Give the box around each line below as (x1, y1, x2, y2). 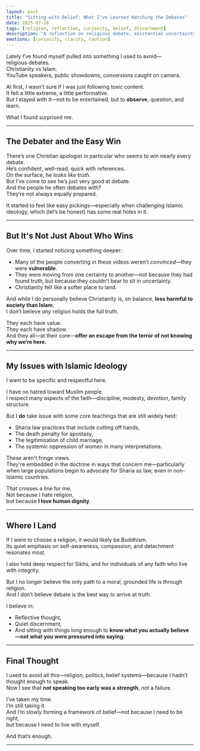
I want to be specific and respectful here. (6, 377, 107, 384)
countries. (24, 474, 49, 481)
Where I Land (6, 520, 57, 530)
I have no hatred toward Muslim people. (6, 388, 104, 396)
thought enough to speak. (6, 678, 70, 685)
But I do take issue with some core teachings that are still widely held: (6, 412, 177, 420)
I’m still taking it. (6, 702, 46, 709)
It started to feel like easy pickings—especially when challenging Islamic (6, 202, 183, 209)
